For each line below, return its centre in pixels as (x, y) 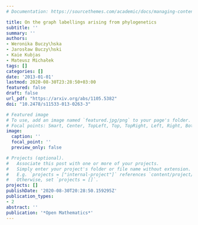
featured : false (26, 88)
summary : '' (21, 33)
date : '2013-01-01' (30, 77)
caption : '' (26, 137)
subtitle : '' (22, 28)
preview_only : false (37, 147)
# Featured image (27, 115)
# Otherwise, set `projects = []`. (52, 180)
